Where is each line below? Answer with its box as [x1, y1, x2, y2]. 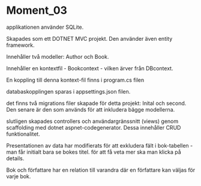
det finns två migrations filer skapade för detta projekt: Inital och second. [6, 100, 187, 107]
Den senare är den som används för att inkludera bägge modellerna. [6, 106, 175, 113]
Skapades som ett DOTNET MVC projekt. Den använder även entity [6, 35, 173, 42]
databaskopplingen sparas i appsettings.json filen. [6, 88, 131, 95]
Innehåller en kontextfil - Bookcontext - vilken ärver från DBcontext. [6, 64, 173, 72]
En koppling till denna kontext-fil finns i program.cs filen [6, 76, 145, 83]
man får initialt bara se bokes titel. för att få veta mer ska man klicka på [6, 148, 181, 155]
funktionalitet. [6, 130, 40, 137]
